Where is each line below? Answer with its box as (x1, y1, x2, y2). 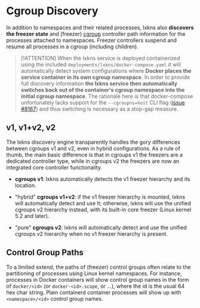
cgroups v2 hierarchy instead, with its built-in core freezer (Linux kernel (14, 206, 192, 213)
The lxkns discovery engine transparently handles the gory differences (6, 138, 180, 146)
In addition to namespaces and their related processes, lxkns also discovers (6, 24, 194, 31)
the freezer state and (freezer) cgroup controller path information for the (6, 30, 186, 37)
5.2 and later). (14, 212, 50, 219)
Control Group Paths (6, 248, 84, 258)
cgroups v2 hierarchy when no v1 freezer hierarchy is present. (14, 230, 168, 237)
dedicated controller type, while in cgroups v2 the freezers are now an (6, 157, 180, 165)
